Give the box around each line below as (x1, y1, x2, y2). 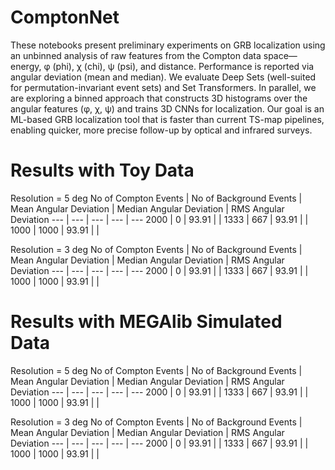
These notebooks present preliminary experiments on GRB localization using (10, 39, 326, 51)
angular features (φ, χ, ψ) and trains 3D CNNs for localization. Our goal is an (10, 102, 325, 115)
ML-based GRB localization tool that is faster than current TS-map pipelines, (10, 113, 325, 125)
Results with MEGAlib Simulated (10, 311, 283, 333)
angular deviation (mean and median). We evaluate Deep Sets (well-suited (10, 71, 317, 83)
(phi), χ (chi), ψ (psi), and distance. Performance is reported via (52, 60, 315, 72)
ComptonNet (10, 6, 120, 29)
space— (263, 49, 298, 61)
